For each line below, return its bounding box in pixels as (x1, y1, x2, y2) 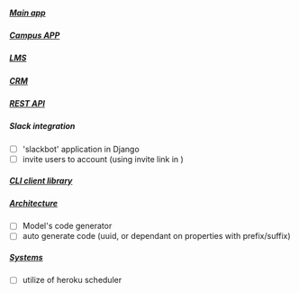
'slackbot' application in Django (22, 143, 140, 154)
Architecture (9, 197, 59, 208)
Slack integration (9, 121, 76, 132)
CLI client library (9, 175, 73, 186)
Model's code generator (22, 221, 113, 232)
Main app (9, 7, 47, 18)
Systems (9, 252, 43, 263)
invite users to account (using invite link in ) (22, 153, 185, 164)
